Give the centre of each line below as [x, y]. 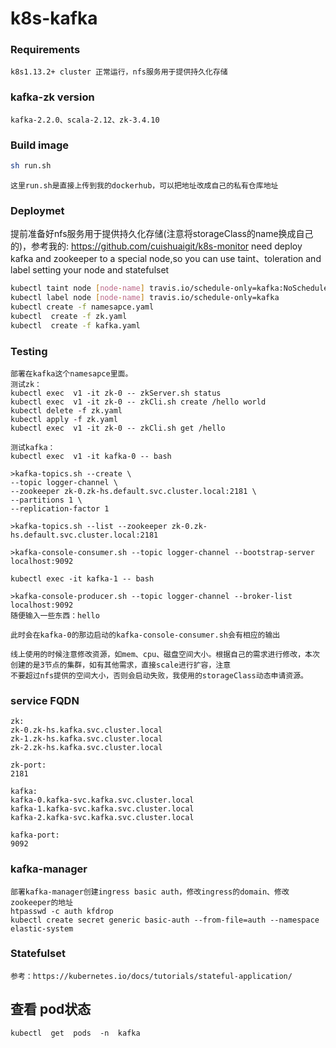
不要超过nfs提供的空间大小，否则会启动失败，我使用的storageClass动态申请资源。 [159, 675]
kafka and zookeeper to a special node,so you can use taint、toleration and [166, 259]
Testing [29, 351]
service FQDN [45, 700]
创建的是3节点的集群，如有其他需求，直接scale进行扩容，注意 [121, 665]
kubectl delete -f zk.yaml [66, 410]
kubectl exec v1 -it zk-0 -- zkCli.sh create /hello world [138, 402]
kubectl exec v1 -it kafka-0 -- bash [91, 456]
